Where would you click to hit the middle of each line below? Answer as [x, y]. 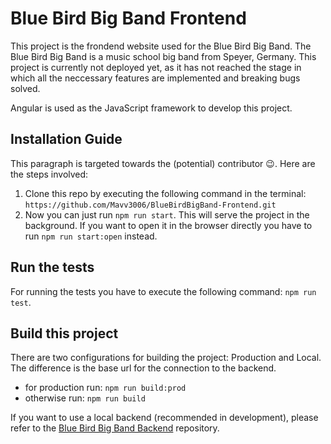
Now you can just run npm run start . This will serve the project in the [167, 214]
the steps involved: [49, 174]
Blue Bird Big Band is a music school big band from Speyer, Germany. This [163, 56]
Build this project [64, 333]
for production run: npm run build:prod [105, 388]
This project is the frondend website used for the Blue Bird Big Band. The [161, 46]
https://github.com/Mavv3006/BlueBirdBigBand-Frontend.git [150, 205]
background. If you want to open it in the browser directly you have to [168, 225]
